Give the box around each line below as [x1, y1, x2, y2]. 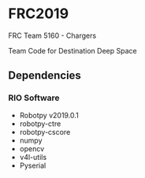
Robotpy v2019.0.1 [19, 110, 79, 120]
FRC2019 [8, 5, 69, 23]
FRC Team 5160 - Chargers [8, 31, 97, 40]
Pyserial [19, 161, 46, 170]
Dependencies [8, 69, 81, 83]
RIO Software [8, 92, 61, 103]
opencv [19, 143, 45, 154]
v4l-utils [19, 152, 47, 161]
